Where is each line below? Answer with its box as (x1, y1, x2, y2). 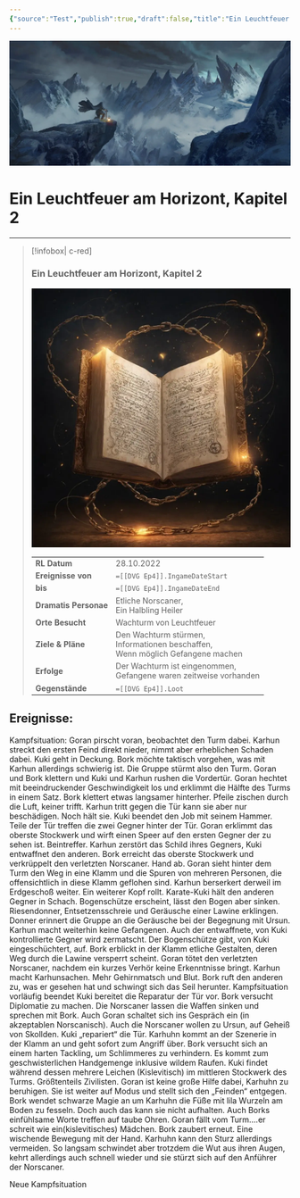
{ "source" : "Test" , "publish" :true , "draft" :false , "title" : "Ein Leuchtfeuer (9, 14, 290, 23)
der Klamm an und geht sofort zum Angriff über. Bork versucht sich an (9, 1038, 268, 1049)
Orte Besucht (35, 617, 87, 628)
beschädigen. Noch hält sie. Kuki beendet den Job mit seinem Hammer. (9, 811, 273, 821)
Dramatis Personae (35, 600, 109, 611)
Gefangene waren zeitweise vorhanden (115, 670, 261, 681)
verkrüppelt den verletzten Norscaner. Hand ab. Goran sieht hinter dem (9, 858, 272, 869)
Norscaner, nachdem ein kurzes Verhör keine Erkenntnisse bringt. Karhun (9, 962, 280, 973)
